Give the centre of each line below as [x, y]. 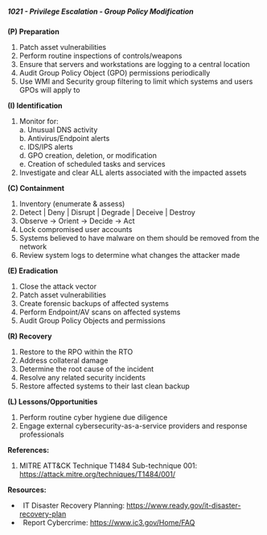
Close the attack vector [58, 286]
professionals [42, 434]
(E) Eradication [33, 271]
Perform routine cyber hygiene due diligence [93, 417]
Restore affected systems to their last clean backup [104, 386]
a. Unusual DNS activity [58, 130]
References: [29, 450]
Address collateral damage [64, 360]
